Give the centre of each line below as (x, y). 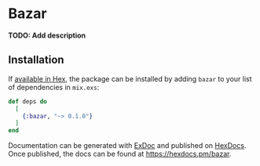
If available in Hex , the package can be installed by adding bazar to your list (130, 78)
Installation (36, 60)
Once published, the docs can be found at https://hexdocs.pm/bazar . (120, 154)
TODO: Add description (47, 35)
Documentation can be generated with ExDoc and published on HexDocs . (127, 146)
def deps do (27, 101)
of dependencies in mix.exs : (54, 87)
